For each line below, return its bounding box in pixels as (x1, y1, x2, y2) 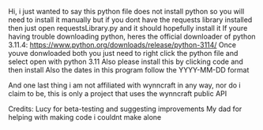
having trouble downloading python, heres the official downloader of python (8, 32, 256, 41)
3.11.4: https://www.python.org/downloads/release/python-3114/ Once (8, 40, 237, 50)
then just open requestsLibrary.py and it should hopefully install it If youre (8, 24, 248, 32)
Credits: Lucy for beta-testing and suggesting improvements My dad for (8, 104, 242, 113)
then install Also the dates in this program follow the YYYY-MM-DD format (8, 65, 250, 74)
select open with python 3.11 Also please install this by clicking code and (8, 57, 243, 66)
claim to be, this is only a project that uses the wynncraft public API (8, 89, 227, 98)
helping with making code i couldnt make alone (8, 113, 162, 121)
